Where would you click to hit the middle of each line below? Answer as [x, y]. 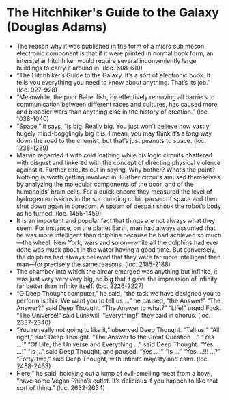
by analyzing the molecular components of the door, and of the [105, 184]
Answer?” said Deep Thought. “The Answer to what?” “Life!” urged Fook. [119, 308]
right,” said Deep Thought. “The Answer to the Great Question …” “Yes [115, 337]
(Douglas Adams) [57, 27]
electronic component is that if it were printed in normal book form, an [115, 53]
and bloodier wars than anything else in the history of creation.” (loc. [113, 112]
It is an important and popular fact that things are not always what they [116, 220]
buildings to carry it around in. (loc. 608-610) [79, 68]
